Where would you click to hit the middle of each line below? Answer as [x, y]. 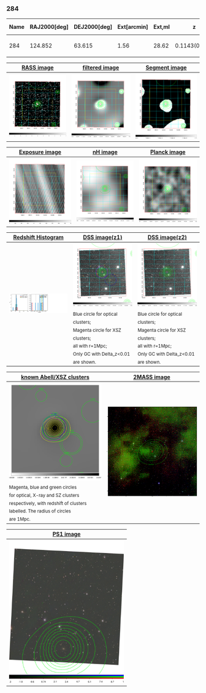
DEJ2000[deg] [93, 27]
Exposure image [40, 152]
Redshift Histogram [39, 237]
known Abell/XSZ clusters [55, 377]
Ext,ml [162, 27]
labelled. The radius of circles [40, 511]
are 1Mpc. [20, 519]
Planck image [168, 152]
